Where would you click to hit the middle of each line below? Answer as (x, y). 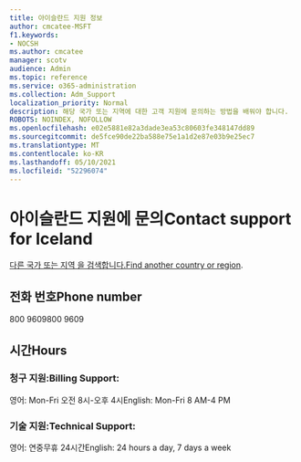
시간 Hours (38, 350)
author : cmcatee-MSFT (51, 26)
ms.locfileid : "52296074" (58, 171)
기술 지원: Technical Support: (73, 425)
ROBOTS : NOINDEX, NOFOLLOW (61, 120)
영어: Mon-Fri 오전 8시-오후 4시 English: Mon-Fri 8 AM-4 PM (120, 400)
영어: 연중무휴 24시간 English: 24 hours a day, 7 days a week (120, 447)
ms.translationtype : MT (55, 145)
